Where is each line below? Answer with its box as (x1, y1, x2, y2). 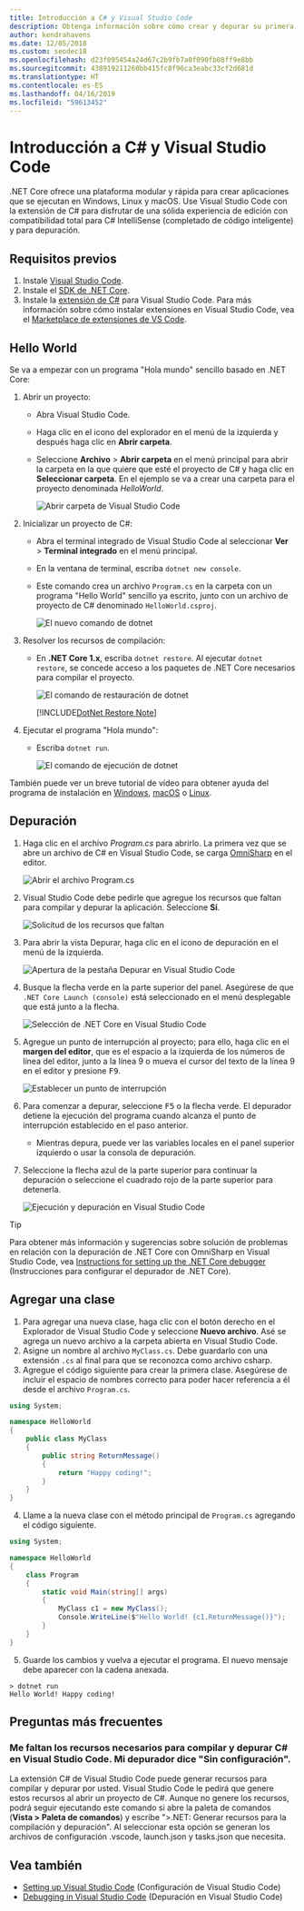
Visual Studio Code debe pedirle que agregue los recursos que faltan (22, 892, 281, 903)
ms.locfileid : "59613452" (9, 97, 107, 107)
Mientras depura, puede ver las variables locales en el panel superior (35, 1137, 295, 1148)
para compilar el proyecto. (35, 671, 135, 682)
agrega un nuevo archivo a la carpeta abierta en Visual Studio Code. (22, 1335, 279, 1346)
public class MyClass (25, 1434, 107, 1444)
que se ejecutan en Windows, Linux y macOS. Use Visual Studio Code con (9, 196, 288, 207)
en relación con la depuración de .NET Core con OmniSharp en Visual (9, 1246, 270, 1257)
